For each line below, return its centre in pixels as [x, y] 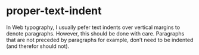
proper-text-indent [54, 11]
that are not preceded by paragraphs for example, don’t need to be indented [100, 40]
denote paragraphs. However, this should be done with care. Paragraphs [95, 33]
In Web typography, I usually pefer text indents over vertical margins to [93, 27]
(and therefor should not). [38, 46]
